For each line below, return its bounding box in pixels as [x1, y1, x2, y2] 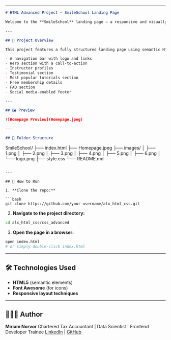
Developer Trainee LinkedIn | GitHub [5, 329, 81, 335]
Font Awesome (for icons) [12, 285, 68, 291]
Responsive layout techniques [12, 290, 78, 297]
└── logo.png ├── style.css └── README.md [5, 155, 104, 161]
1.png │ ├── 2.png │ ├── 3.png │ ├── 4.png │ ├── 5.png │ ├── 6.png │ [5, 150, 161, 156]
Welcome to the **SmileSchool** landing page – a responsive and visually [5, 19, 167, 25]
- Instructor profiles [5, 66, 53, 71]
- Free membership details [5, 80, 63, 85]
